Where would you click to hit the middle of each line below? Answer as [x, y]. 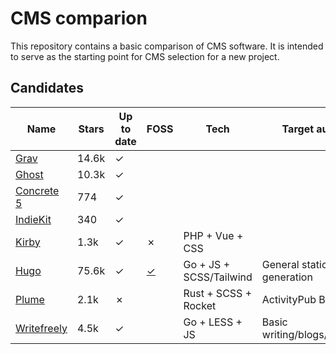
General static [294, 264]
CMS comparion [79, 18]
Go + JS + [207, 264]
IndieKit [33, 219]
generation [287, 277]
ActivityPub [289, 299]
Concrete [37, 190]
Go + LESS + [213, 322]
